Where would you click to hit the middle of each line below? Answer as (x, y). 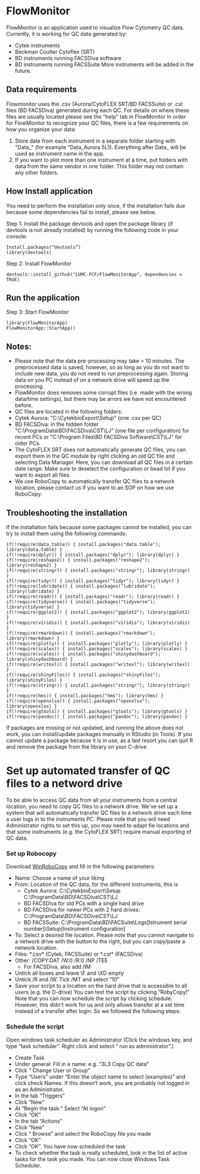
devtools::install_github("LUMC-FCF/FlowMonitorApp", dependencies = (94, 274)
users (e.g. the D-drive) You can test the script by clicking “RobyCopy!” (102, 992)
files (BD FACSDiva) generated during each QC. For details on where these (98, 110)
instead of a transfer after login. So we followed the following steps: (98, 1011)
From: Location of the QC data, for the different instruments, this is (96, 885)
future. (23, 70)
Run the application (43, 297)
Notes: (19, 346)
